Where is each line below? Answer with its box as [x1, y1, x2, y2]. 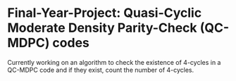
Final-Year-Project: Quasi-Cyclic [7, 5, 202, 21]
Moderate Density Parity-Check [7, 20, 197, 36]
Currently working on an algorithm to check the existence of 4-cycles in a [7, 58, 221, 66]
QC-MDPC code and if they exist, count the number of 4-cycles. [7, 66, 194, 74]
